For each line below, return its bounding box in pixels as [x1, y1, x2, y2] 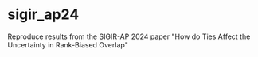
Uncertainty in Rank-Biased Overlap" [7, 40, 128, 49]
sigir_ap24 [7, 6, 80, 24]
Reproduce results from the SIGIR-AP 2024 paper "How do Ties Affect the [7, 32, 251, 41]
